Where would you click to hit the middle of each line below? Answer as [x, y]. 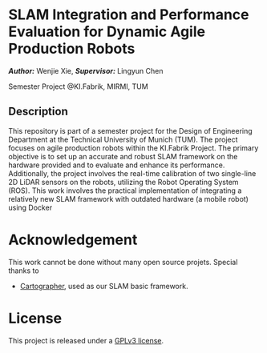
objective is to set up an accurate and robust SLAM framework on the [123, 156]
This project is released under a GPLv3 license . [86, 340]
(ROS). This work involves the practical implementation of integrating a [125, 191]
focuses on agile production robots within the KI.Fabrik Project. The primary [133, 148]
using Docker [30, 207]
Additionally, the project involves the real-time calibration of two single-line [132, 173]
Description [38, 112]
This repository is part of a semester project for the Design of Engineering [130, 130]
